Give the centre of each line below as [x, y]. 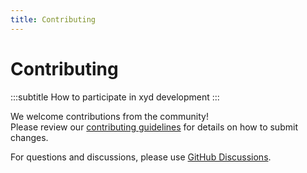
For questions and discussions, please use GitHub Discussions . [141, 157]
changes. [29, 137]
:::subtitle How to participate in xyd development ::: [115, 97]
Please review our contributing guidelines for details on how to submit [154, 127]
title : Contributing [53, 19]
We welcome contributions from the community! [109, 116]
